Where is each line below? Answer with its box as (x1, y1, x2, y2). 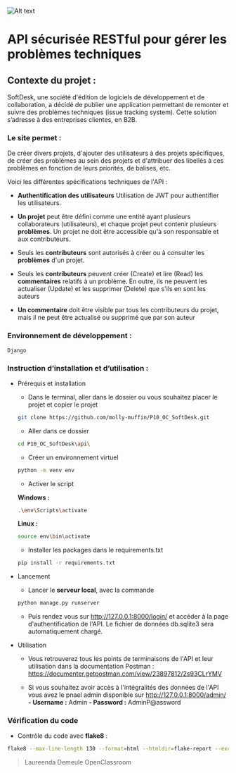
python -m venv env (17, 466, 75, 474)
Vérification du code (7, 715, 79, 725)
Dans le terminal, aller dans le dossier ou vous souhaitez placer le (27, 392, 218, 401)
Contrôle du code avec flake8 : (17, 731, 108, 740)
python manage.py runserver (17, 600, 100, 607)
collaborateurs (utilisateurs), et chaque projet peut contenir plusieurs (17, 220, 217, 228)
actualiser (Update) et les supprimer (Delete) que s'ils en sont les (17, 285, 206, 293)
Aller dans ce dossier (27, 426, 90, 435)
